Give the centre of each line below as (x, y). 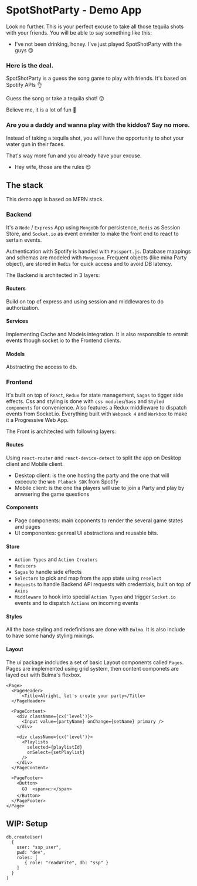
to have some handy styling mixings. (50, 636)
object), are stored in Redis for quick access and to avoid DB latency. (89, 263)
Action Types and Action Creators (56, 559)
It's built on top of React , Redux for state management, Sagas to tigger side (95, 395)
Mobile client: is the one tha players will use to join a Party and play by (99, 488)
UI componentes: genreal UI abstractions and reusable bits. (86, 533)
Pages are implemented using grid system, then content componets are (92, 668)
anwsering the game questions (52, 494)
